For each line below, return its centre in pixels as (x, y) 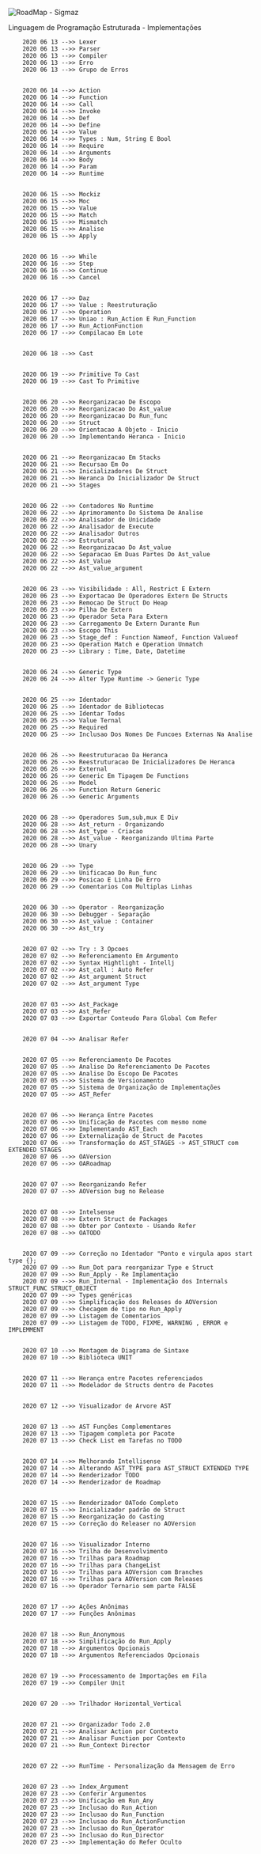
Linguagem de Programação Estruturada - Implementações (105, 27)
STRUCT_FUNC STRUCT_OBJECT (53, 1288)
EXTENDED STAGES (35, 1150)
